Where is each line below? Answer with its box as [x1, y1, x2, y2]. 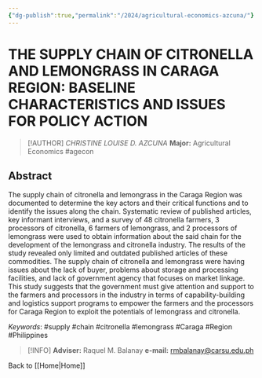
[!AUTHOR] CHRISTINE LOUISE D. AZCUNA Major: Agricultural [27, 138, 231, 148]
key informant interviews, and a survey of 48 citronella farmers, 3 [8, 215, 220, 225]
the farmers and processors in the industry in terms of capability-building [8, 290, 246, 299]
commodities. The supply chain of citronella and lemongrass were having [8, 257, 246, 266]
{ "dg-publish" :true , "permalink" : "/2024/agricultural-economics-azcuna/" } [8, 11, 255, 20]
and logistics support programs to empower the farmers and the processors [8, 299, 254, 308]
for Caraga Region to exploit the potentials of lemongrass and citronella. [8, 307, 241, 317]
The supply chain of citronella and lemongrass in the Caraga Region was [8, 190, 243, 200]
